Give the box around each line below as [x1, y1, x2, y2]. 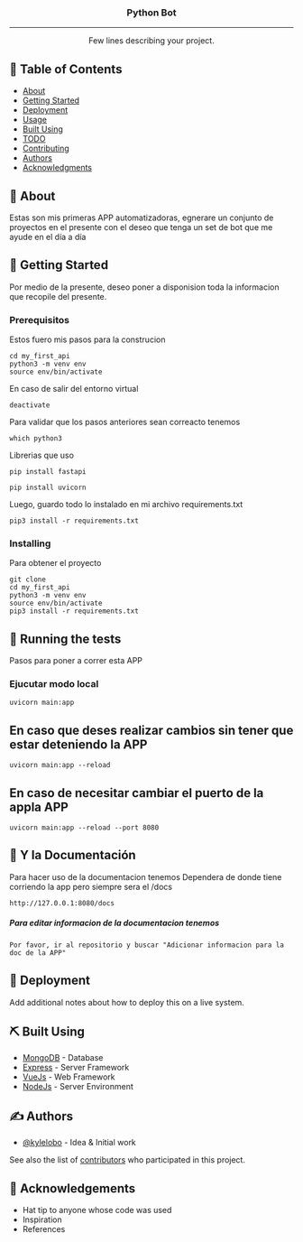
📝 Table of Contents [9, 61, 123, 77]
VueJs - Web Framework [22, 1071, 115, 1082]
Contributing [22, 143, 69, 154]
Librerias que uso [9, 450, 75, 461]
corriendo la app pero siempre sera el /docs [9, 881, 173, 892]
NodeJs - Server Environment [22, 1081, 133, 1092]
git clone [9, 575, 47, 584]
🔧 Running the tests [9, 631, 122, 646]
